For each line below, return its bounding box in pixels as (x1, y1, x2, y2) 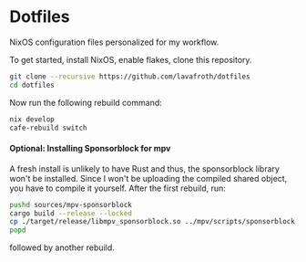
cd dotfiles (9, 80, 55, 89)
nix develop (9, 114, 55, 124)
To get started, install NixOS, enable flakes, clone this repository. (9, 54, 252, 65)
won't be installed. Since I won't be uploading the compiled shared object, (9, 173, 288, 183)
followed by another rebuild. (9, 242, 116, 253)
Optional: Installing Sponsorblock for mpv (9, 143, 171, 154)
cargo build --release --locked (9, 208, 132, 218)
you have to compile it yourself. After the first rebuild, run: (9, 183, 226, 194)
